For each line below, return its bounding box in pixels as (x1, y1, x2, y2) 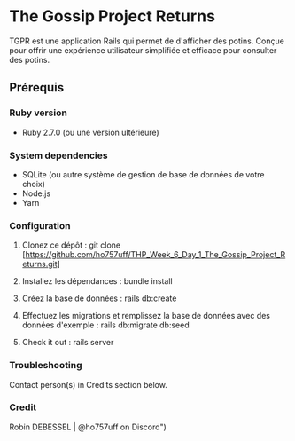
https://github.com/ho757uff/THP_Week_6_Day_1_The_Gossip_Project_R (25, 249, 286, 260)
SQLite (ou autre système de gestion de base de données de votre (21, 169, 265, 179)
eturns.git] (21, 259, 60, 270)
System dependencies (9, 149, 108, 161)
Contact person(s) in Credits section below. (9, 379, 168, 390)
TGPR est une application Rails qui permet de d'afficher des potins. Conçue (9, 35, 285, 46)
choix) (21, 178, 46, 189)
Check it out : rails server (21, 337, 114, 348)
